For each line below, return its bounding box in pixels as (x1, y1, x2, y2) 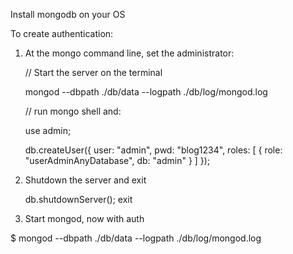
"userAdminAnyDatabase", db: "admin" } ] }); (24, 155, 211, 166)
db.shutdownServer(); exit (24, 194, 133, 205)
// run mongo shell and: (24, 105, 122, 117)
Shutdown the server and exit (24, 174, 147, 186)
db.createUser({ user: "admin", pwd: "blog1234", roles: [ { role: (24, 144, 283, 156)
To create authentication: (10, 28, 114, 39)
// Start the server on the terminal (24, 67, 163, 78)
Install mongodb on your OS (10, 9, 126, 20)
